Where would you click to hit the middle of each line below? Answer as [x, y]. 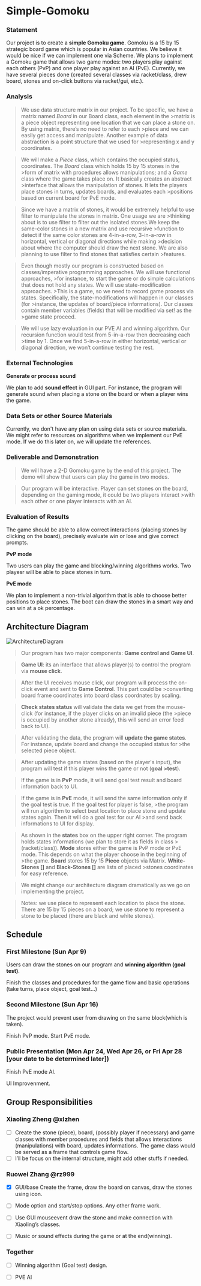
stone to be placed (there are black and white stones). [88, 915]
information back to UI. [49, 786]
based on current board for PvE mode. [68, 198]
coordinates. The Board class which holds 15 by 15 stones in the [100, 166]
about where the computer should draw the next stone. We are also [104, 248]
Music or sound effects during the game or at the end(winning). [93, 1236]
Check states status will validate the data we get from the [93, 707]
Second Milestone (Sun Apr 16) [52, 1005]
